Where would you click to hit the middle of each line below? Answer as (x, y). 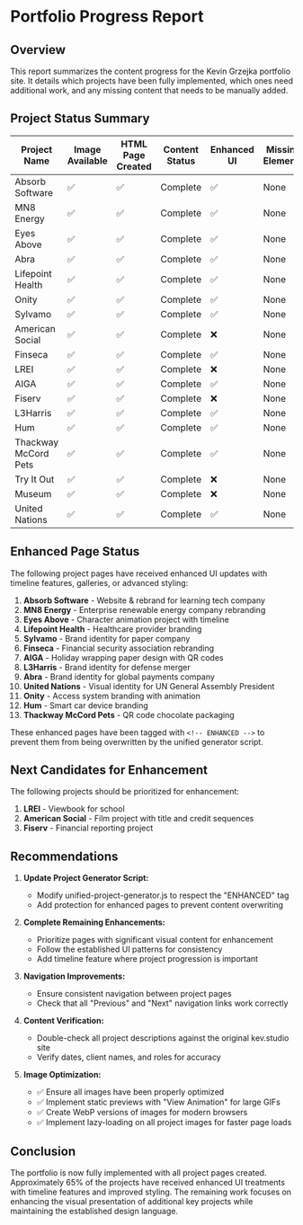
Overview (38, 50)
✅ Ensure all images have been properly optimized (130, 1092)
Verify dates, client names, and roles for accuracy (129, 1057)
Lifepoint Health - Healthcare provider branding (112, 629)
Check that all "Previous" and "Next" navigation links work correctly (162, 1003)
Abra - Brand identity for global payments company (119, 677)
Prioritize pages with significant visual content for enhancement (155, 940)
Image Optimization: (62, 1075)
